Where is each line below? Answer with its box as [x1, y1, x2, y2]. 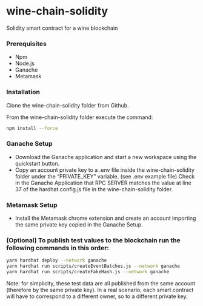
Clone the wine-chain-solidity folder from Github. [6, 101, 129, 109]
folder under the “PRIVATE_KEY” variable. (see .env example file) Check [15, 172, 195, 180]
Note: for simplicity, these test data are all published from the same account [6, 279, 196, 287]
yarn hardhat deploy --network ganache [6, 257, 107, 263]
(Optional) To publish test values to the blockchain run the [6, 236, 181, 244]
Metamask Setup [6, 200, 58, 209]
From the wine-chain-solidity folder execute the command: [6, 114, 153, 121]
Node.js [15, 59, 35, 67]
